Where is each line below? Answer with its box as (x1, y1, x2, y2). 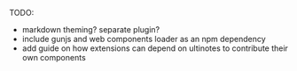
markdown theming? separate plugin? (21, 25, 160, 34)
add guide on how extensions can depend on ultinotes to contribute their (21, 43, 288, 53)
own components (21, 53, 86, 62)
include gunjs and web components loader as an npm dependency (21, 34, 266, 44)
